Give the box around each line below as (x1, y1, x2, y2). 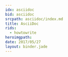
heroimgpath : (5, 35, 32, 40)
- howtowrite (9, 30, 37, 35)
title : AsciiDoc (5, 21, 39, 26)
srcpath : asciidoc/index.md (5, 16, 64, 21)
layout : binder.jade (5, 44, 48, 49)
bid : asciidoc (5, 12, 35, 17)
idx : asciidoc (5, 7, 35, 12)
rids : (5, 26, 16, 31)
